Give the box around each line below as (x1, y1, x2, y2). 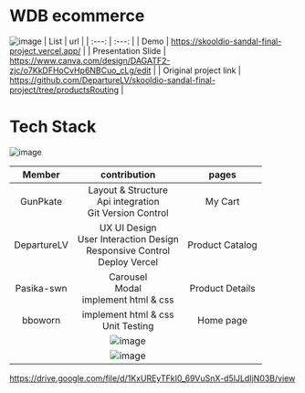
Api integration (96, 195, 160, 207)
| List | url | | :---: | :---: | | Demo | (44, 36, 169, 47)
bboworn (21, 313, 61, 326)
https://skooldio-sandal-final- (170, 36, 282, 47)
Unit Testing (101, 319, 154, 332)
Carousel (108, 271, 148, 283)
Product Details (189, 281, 256, 294)
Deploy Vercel (98, 255, 158, 268)
